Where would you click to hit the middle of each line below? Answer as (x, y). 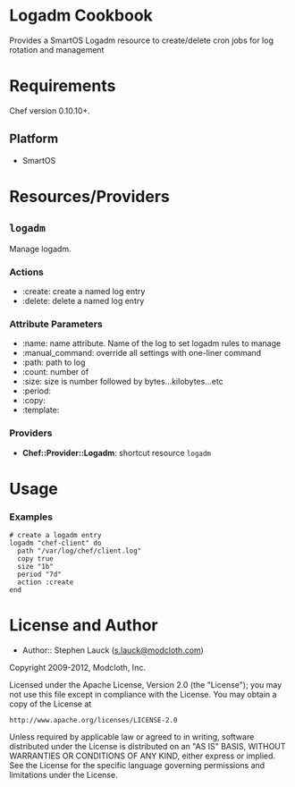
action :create (46, 582)
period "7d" (40, 575)
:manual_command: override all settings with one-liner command (142, 353)
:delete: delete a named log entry (83, 300)
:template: (41, 410)
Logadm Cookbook (81, 16)
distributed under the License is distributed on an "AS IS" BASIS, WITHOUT (147, 746)
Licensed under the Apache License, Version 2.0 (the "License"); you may (146, 685)
